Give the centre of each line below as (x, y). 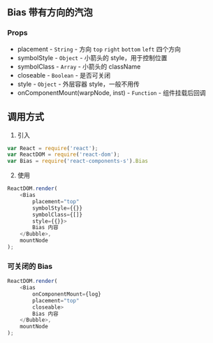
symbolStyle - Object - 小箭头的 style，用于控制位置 (92, 57)
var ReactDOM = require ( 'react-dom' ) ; (64, 155)
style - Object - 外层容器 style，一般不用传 (78, 84)
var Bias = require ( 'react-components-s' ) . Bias (78, 161)
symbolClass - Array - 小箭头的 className (79, 66)
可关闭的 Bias (30, 266)
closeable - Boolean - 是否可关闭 (64, 75)
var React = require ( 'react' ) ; (53, 148)
